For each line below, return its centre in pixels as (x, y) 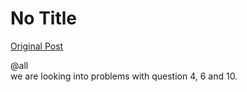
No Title (44, 18)
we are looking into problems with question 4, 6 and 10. (124, 76)
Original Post (37, 46)
